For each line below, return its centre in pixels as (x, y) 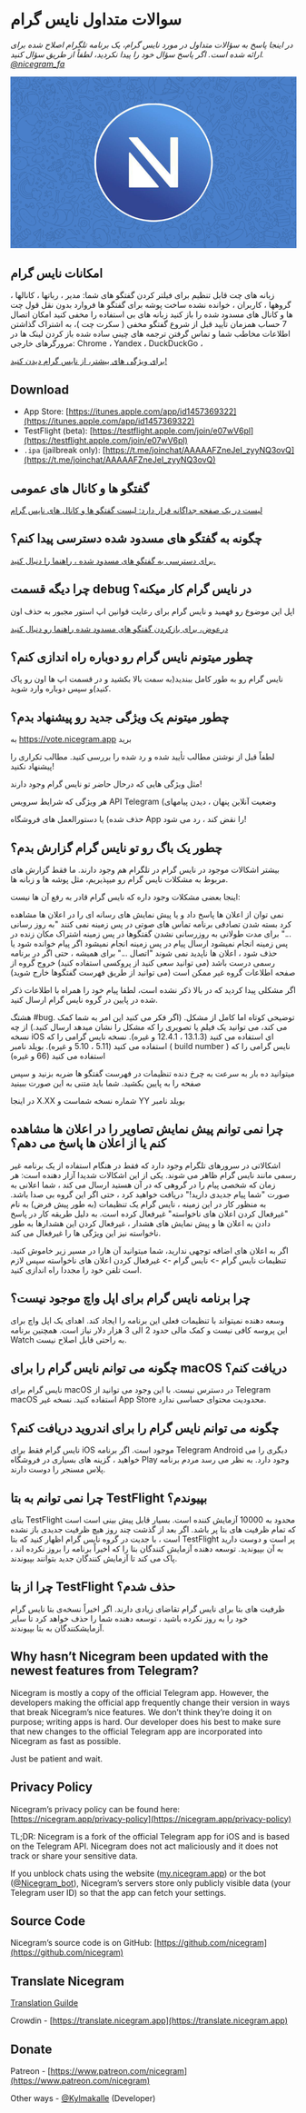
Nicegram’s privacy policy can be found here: (95, 1809)
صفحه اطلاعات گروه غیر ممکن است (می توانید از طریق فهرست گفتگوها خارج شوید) (153, 973)
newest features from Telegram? (104, 1671)
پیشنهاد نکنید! (33, 767)
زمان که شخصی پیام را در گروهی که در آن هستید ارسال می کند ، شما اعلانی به (143, 1185)
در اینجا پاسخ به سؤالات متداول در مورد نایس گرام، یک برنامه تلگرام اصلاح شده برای (152, 45)
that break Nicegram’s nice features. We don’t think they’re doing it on (141, 1711)
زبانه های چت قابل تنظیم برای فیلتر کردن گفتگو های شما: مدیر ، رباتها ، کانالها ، (143, 295)
